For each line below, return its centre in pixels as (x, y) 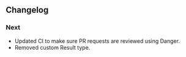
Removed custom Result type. (52, 47)
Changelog (27, 10)
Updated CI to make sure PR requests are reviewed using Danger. (97, 41)
